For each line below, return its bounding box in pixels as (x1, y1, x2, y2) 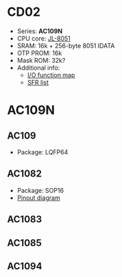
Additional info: (16, 63, 60, 72)
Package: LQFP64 (16, 147, 69, 156)
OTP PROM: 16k (16, 49, 62, 57)
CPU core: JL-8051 (16, 34, 71, 42)
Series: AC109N (16, 27, 63, 35)
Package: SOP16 (16, 186, 64, 194)
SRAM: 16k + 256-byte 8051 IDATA (16, 41, 115, 50)
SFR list (27, 78, 49, 86)
